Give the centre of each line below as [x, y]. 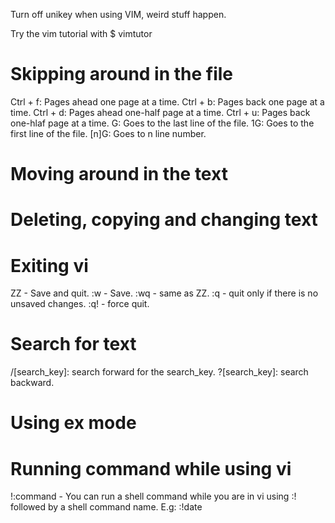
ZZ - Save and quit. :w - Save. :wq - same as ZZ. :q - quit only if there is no [164, 293]
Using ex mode [73, 423]
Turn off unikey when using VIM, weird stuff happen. [118, 14]
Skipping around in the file [122, 74]
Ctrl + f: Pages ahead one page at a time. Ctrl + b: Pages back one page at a [167, 101]
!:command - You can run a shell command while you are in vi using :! [153, 496]
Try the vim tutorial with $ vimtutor [81, 33]
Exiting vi [49, 265]
